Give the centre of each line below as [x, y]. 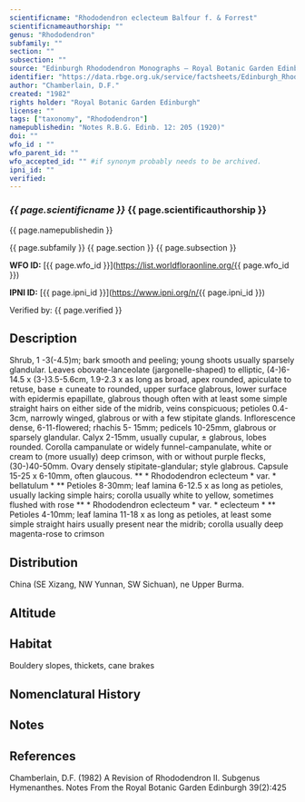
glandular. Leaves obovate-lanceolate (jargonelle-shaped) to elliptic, [137, 370]
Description [43, 338]
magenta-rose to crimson [57, 534]
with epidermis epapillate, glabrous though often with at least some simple [148, 399]
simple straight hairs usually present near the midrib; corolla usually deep [147, 524]
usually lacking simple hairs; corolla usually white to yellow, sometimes [142, 495]
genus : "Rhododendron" [52, 35]
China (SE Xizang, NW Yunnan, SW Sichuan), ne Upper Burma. [127, 584]
